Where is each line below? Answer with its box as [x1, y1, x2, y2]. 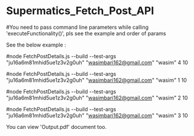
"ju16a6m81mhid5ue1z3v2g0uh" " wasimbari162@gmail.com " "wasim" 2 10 [6, 94, 188, 101]
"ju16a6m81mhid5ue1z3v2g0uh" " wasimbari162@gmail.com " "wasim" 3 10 [6, 112, 188, 119]
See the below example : [6, 41, 66, 48]
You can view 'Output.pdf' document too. [6, 123, 107, 130]
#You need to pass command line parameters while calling [6, 24, 149, 31]
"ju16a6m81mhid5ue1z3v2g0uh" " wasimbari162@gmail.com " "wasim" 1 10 [6, 77, 187, 84]
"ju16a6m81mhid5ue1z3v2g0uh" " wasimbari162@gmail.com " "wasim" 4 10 [6, 59, 188, 66]
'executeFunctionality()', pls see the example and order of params [6, 29, 167, 37]
